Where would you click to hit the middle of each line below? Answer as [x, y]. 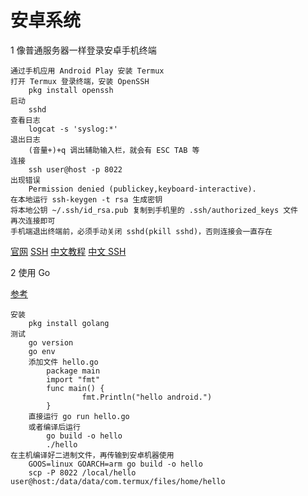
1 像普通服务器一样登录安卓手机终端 [83, 50]
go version [51, 342]
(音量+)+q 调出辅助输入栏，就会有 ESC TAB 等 [114, 150]
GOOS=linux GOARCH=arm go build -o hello [115, 464]
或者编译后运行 [54, 427]
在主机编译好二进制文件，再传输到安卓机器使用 [92, 455]
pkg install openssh [71, 90]
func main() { [75, 388]
